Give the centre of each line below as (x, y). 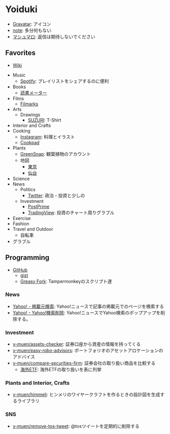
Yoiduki (22, 9)
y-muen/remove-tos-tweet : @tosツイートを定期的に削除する (76, 426)
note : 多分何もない (32, 30)
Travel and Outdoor (33, 229)
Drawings (30, 115)
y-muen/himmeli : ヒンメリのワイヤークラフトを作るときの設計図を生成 (86, 394)
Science (21, 178)
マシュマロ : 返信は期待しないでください (54, 37)
